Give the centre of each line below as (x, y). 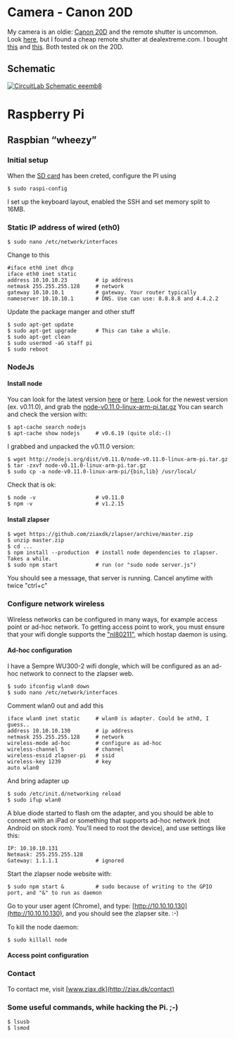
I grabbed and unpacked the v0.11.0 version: (71, 446)
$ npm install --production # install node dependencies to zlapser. (113, 553)
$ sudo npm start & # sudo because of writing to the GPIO (110, 887)
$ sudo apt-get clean (39, 337)
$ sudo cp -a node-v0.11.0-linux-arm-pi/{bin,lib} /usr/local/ (102, 472)
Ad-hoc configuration (40, 650)
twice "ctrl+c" (27, 586)
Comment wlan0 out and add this (56, 706)
